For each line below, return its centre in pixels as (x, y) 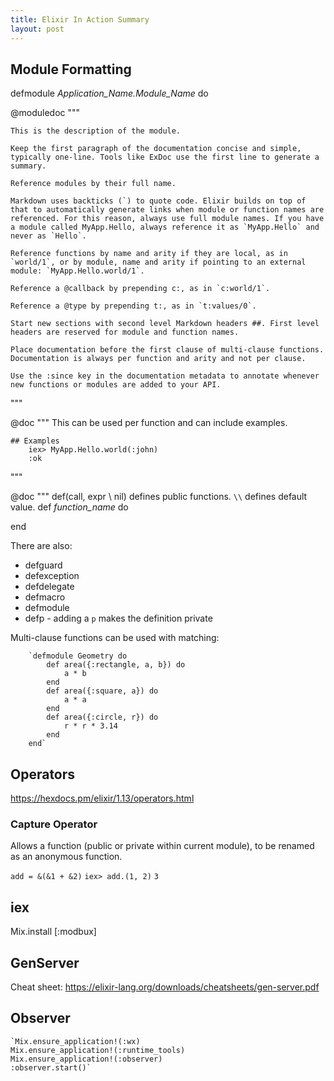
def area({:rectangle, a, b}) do (116, 665)
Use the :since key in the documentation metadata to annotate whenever (165, 376)
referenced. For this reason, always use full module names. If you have (167, 219)
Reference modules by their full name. (93, 184)
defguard (43, 565)
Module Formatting (71, 69)
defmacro (45, 597)
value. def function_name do (69, 507)
